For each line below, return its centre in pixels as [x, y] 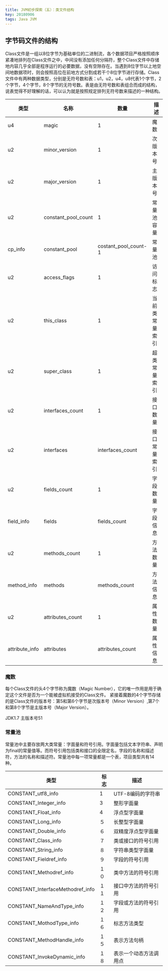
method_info [22, 585]
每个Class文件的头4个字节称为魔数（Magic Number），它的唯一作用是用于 [81, 689]
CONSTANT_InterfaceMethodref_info [51, 889]
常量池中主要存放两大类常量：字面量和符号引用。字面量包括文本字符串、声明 [84, 744]
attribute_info [23, 649]
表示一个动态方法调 [136, 953]
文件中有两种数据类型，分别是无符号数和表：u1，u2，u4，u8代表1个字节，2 [83, 79]
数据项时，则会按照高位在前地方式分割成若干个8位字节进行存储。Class [86, 73]
